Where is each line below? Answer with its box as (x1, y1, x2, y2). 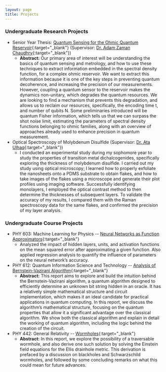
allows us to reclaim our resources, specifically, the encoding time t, (19, 102, 158, 108)
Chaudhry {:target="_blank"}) (12, 50, 72, 56)
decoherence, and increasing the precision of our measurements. (19, 81, 153, 87)
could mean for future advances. (19, 362, 86, 368)
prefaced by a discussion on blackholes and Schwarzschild (19, 352, 141, 358)
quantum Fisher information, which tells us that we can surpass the (19, 113, 157, 119)
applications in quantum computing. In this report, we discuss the (19, 299, 153, 305)
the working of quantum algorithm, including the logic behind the (19, 320, 152, 326)
